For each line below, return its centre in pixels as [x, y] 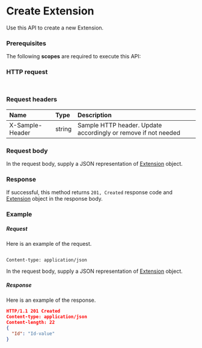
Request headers [32, 99]
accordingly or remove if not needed [129, 132]
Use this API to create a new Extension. [55, 28]
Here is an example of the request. [49, 244]
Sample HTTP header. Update [120, 125]
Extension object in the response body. [55, 199]
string [63, 129]
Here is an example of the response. [51, 300]
